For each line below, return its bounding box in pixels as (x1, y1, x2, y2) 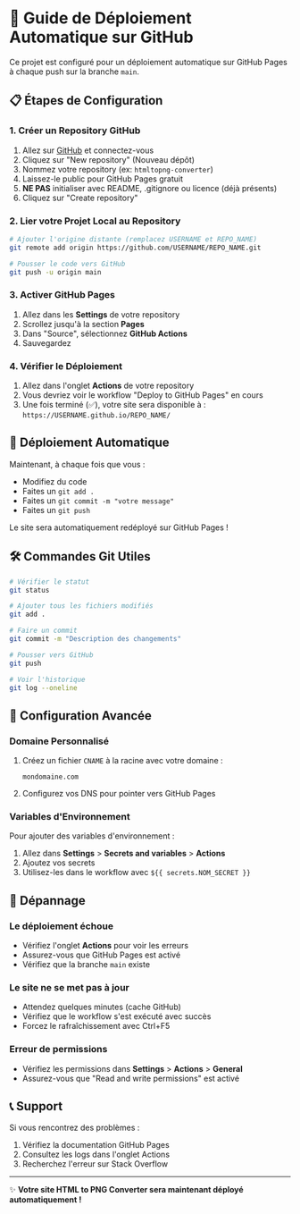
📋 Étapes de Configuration (9, 93, 163, 108)
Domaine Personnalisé (9, 735, 110, 747)
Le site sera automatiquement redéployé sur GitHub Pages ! (9, 522, 229, 533)
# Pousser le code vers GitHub (9, 259, 126, 268)
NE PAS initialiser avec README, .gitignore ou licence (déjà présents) (21, 182, 278, 193)
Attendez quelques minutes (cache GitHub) (21, 1001, 181, 1013)
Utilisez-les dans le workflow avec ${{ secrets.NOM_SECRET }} (21, 867, 252, 878)
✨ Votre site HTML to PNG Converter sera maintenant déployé (9, 1184, 244, 1195)
